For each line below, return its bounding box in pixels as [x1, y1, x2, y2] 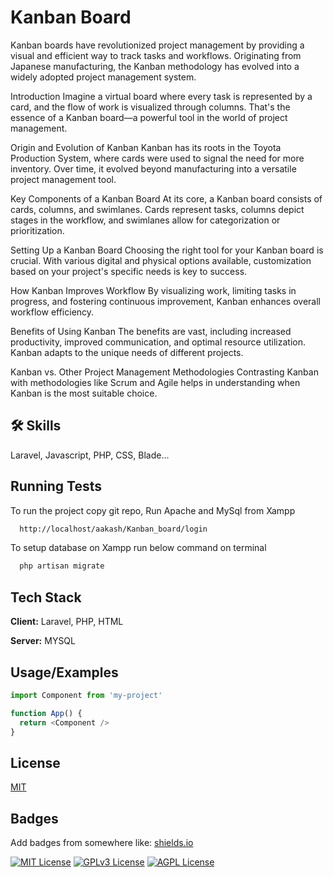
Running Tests [10, 478, 102, 495]
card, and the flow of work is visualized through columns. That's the [10, 101, 291, 113]
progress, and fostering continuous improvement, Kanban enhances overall [10, 295, 321, 307]
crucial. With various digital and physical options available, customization [10, 254, 312, 266]
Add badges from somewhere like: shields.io [10, 837, 194, 849]
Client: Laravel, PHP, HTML [10, 616, 124, 628]
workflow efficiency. [10, 306, 95, 318]
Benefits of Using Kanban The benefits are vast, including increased [10, 325, 292, 337]
